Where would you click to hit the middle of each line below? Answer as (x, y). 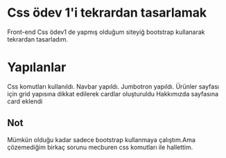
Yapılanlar (37, 68)
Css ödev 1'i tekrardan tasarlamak (107, 13)
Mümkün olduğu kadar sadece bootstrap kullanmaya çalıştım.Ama (102, 139)
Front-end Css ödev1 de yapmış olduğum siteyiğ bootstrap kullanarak (106, 32)
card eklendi (25, 101)
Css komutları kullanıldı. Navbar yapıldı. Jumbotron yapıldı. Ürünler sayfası (113, 86)
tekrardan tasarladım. (37, 39)
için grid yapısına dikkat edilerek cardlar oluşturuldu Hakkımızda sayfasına (113, 94)
